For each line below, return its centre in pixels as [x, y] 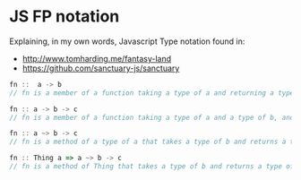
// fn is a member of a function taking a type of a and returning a [142, 93]
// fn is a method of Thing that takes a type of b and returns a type [146, 167]
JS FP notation [64, 17]
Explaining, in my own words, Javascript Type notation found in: [127, 41]
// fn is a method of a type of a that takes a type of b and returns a [148, 142]
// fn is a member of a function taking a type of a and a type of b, [144, 117]
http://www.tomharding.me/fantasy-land [97, 58]
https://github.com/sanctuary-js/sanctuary [101, 68]
